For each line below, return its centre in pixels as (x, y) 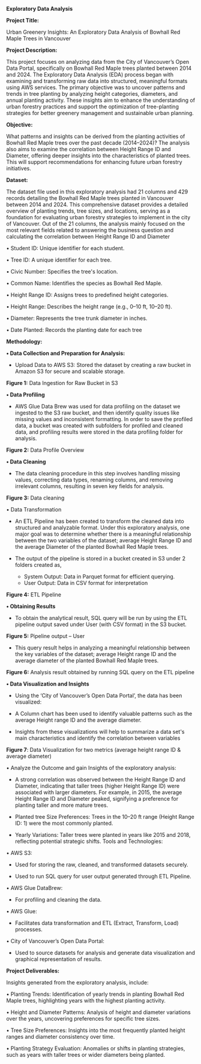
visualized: (28, 702)
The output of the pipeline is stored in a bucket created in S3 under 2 (100, 559)
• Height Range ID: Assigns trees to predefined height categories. (88, 295)
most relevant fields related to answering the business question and (90, 230)
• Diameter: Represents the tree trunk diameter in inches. (77, 318)
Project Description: (32, 50)
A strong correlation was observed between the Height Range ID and (100, 779)
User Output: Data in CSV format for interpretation (86, 583)
